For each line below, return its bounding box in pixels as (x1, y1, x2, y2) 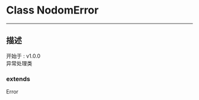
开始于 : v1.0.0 (6, 52, 41, 59)
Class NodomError (6, 4, 99, 17)
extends (6, 75, 31, 83)
